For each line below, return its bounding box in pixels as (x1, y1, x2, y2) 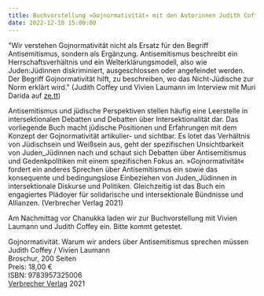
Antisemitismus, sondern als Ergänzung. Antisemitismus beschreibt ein (8, 49, 238, 58)
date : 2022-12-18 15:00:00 (8, 19, 97, 27)
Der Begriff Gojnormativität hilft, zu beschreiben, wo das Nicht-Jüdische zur (8, 74, 254, 83)
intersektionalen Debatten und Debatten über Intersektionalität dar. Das (8, 114, 239, 124)
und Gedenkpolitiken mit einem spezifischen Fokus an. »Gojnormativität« (8, 156, 245, 165)
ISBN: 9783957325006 (8, 270, 82, 279)
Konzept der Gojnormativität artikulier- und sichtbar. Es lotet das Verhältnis (8, 131, 251, 140)
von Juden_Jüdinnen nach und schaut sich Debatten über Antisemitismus (8, 147, 247, 157)
